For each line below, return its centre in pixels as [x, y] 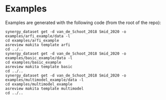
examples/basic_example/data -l [39, 58]
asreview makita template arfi [38, 45]
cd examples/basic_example [33, 62]
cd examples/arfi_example [32, 40]
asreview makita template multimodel [44, 88]
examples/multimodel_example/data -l [44, 80]
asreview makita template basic [39, 66]
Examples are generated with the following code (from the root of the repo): [83, 22]
